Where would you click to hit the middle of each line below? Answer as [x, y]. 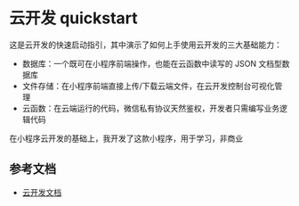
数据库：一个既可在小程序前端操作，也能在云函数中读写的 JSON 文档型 [152, 63]
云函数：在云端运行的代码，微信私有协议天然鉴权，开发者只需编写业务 [151, 108]
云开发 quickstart [73, 18]
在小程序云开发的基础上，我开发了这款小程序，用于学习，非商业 [126, 138]
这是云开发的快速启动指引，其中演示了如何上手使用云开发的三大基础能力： [145, 45]
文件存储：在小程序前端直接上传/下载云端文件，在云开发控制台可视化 [148, 86]
